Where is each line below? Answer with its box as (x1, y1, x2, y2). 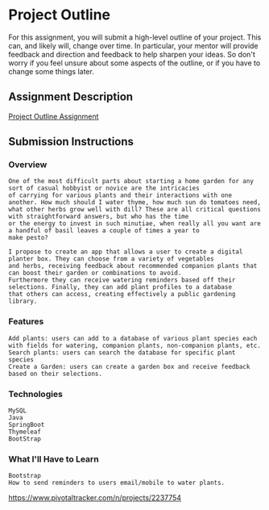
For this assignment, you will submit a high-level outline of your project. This (8, 32, 262, 42)
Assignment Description (8, 90, 134, 104)
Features (8, 316, 44, 328)
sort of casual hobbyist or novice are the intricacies (8, 184, 200, 193)
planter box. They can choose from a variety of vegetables (8, 255, 215, 263)
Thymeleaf (8, 428, 42, 437)
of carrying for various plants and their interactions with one (8, 191, 232, 199)
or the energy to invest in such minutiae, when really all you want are (8, 219, 262, 228)
